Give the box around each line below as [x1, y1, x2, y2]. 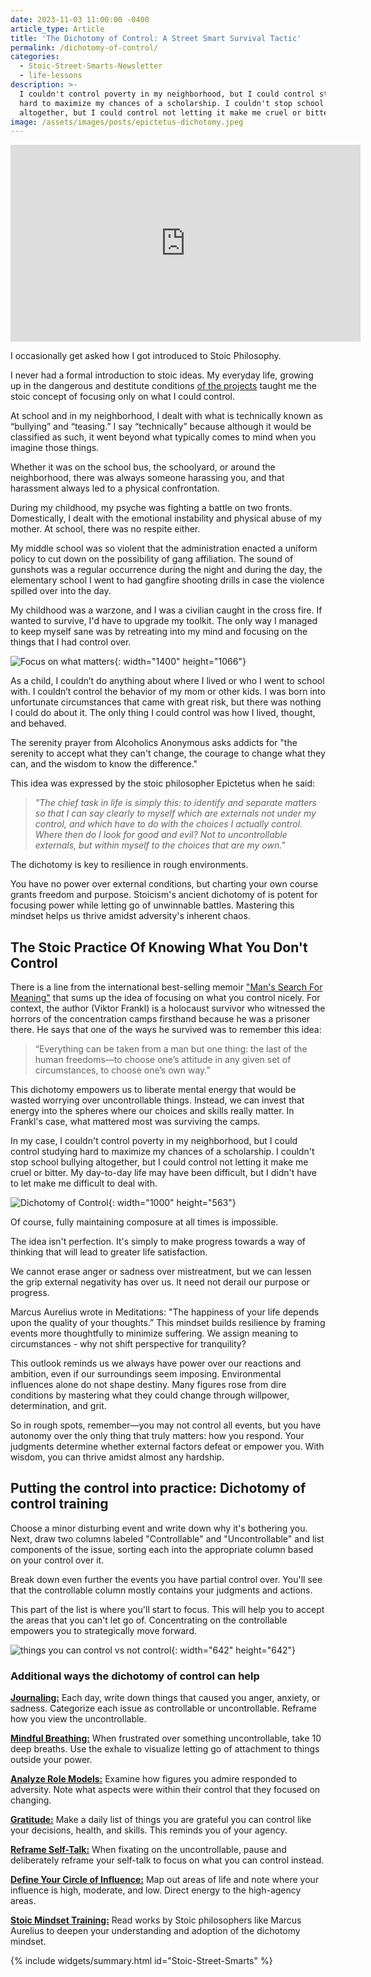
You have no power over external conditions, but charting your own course [10, 878, 319, 890]
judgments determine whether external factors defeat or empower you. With [10, 1441, 325, 1453]
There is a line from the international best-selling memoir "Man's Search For [10, 981, 323, 993]
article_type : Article [10, 24, 105, 34]
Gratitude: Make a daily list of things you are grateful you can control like [10, 1814, 312, 1826]
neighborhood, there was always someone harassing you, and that [10, 472, 285, 484]
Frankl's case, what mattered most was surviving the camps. [10, 1116, 261, 1128]
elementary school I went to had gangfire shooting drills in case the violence [10, 574, 325, 586]
